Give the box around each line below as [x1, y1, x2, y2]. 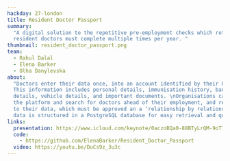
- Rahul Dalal [13, 55, 53, 62]
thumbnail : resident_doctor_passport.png [7, 42, 127, 49]
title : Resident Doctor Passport [7, 16, 103, 23]
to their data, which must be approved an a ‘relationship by [13, 106, 194, 112]
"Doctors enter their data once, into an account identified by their [13, 80, 219, 87]
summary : [7, 23, 32, 29]
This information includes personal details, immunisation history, [13, 86, 213, 93]
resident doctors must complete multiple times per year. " [13, 36, 188, 42]
